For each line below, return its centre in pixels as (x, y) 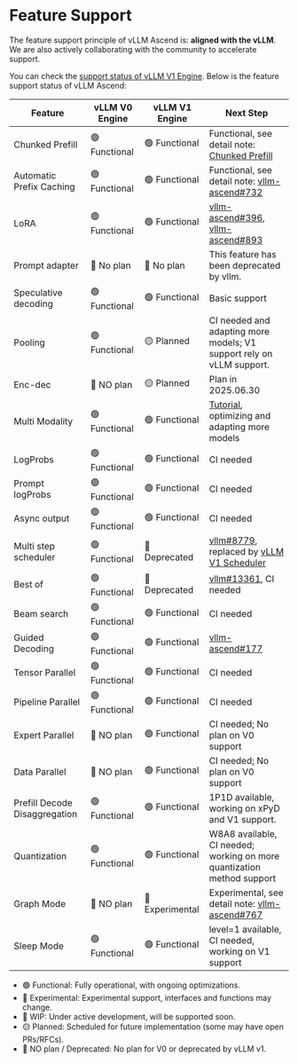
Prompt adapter (46, 265)
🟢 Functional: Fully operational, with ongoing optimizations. (131, 985)
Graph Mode (40, 903)
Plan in (223, 379)
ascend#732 (236, 192)
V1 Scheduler (237, 563)
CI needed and (239, 320)
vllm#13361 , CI (242, 579)
